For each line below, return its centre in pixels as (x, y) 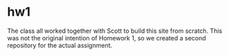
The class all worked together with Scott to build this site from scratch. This (115, 31)
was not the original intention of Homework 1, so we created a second (107, 38)
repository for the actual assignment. (60, 45)
